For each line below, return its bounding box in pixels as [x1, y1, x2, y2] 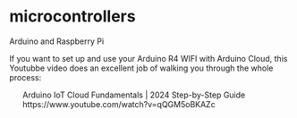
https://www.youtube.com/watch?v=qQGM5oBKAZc [21, 98, 216, 109]
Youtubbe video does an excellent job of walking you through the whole [9, 63, 274, 73]
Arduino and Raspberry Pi [9, 36, 105, 46]
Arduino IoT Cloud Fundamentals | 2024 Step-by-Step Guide [21, 89, 246, 100]
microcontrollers [9, 6, 136, 27]
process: [9, 72, 42, 82]
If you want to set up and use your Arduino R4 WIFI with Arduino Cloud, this [9, 53, 288, 63]
